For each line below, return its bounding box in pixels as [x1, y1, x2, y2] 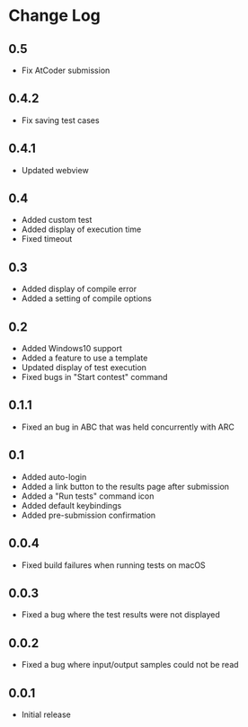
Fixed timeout [21, 234, 73, 244]
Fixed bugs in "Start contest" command [21, 372, 168, 383]
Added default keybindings [21, 500, 122, 510]
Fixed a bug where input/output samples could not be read [21, 660, 239, 670]
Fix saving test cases [21, 114, 100, 126]
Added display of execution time [21, 224, 142, 235]
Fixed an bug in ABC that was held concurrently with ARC [21, 421, 235, 432]
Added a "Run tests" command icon [21, 491, 155, 501]
